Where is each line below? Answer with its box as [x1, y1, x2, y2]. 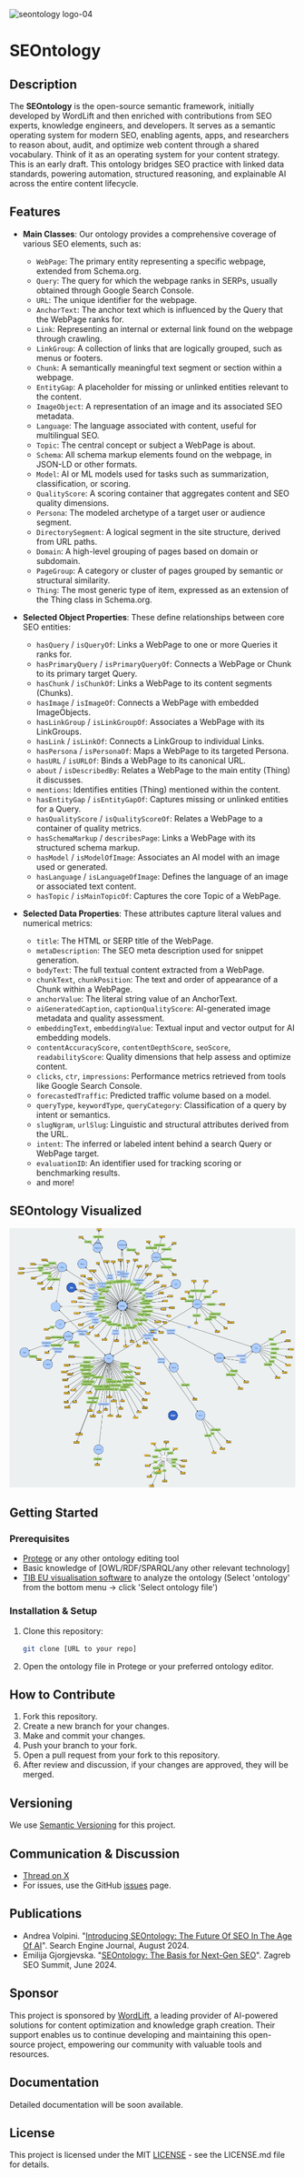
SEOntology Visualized [9, 1204, 142, 1219]
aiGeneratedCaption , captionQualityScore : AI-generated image [35, 1003, 270, 1013]
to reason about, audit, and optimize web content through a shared [9, 139, 260, 150]
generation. [35, 954, 80, 965]
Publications [9, 1906, 83, 1921]
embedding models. [35, 1032, 112, 1043]
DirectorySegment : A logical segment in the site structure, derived [35, 526, 281, 537]
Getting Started [9, 1506, 99, 1521]
